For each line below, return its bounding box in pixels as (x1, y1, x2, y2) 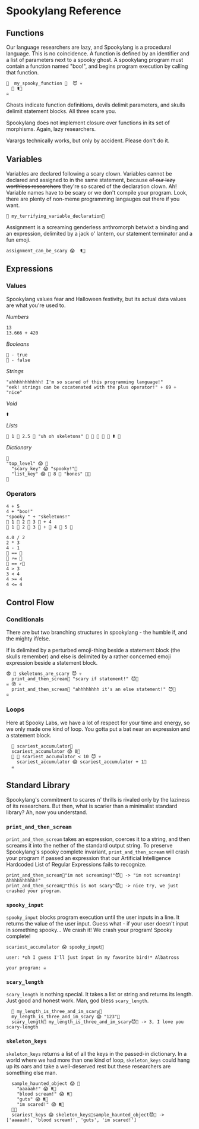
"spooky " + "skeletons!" (6, 514, 70, 520)
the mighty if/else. (6, 635, 50, 642)
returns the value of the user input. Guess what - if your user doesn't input (6, 920, 188, 927)
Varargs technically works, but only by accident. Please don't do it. (6, 137, 170, 144)
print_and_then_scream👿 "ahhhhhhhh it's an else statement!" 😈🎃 (11, 686, 176, 693)
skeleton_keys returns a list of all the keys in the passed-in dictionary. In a (6, 1050, 187, 1057)
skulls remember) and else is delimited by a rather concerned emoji (6, 653, 171, 660)
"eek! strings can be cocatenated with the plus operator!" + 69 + (6, 384, 177, 390)
